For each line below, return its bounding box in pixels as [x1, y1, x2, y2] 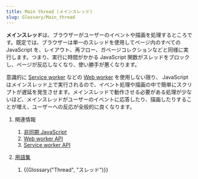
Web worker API [23, 135, 63, 142]
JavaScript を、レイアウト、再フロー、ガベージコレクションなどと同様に [6, 46, 184, 53]
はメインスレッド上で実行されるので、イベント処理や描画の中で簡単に [6, 81, 177, 88]
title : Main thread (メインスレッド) [6, 8, 93, 15]
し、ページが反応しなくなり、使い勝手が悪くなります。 [6, 60, 140, 68]
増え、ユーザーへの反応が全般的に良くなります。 [16, 103, 135, 110]
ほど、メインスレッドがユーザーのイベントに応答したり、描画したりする [11, 95, 187, 103]
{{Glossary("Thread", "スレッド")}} [23, 166, 108, 173]
